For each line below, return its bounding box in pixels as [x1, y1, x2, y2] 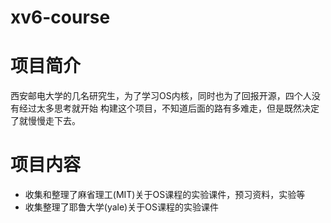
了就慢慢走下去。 [10, 115, 81, 127]
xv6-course [10, 6, 111, 29]
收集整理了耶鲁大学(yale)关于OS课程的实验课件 [24, 201, 219, 213]
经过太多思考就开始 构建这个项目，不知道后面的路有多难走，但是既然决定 [18, 102, 320, 115]
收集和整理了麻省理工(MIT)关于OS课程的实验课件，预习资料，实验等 [24, 189, 306, 201]
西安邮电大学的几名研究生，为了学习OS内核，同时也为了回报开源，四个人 [10, 90, 312, 102]
